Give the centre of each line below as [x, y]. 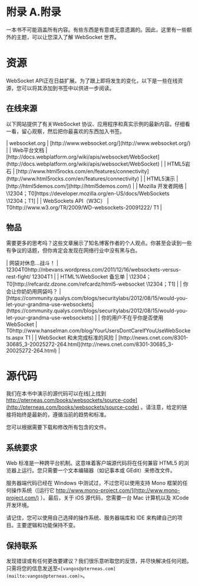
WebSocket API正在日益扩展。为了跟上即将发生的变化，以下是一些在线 [92, 80]
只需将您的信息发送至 [32, 568]
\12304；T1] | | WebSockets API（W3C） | [57, 201]
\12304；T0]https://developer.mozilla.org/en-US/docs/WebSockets [88, 193]
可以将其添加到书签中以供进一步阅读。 [68, 88]
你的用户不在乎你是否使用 [132, 318]
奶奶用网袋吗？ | [41, 291]
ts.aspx [15, 337]
